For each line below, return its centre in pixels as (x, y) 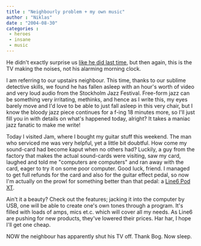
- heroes (20, 34)
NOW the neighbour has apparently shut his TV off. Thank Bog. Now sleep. (99, 236)
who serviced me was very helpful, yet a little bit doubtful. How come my (97, 143)
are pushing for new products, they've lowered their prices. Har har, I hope (99, 218)
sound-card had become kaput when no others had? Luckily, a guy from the (100, 149)
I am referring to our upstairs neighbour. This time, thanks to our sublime (96, 80)
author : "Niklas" (29, 17)
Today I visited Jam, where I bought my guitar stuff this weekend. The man (99, 136)
